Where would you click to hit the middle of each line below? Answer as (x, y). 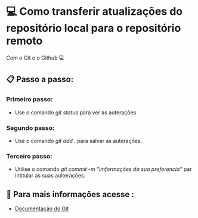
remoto (24, 41)
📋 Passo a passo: (40, 80)
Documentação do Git (42, 208)
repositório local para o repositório (94, 28)
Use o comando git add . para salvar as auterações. (78, 141)
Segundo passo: (30, 127)
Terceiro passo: (29, 156)
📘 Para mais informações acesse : (70, 194)
